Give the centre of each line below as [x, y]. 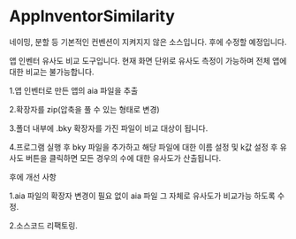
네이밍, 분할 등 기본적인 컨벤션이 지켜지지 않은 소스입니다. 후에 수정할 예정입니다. [148, 42]
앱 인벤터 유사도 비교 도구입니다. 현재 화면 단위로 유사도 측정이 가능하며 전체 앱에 [148, 60]
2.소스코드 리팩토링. [43, 225]
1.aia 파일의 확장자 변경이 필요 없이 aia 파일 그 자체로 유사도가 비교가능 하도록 [142, 196]
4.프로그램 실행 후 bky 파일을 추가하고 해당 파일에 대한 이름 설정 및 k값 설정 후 [144, 147]
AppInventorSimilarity [92, 16]
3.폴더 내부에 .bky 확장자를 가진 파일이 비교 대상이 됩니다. [109, 128]
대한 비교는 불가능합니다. [52, 72]
